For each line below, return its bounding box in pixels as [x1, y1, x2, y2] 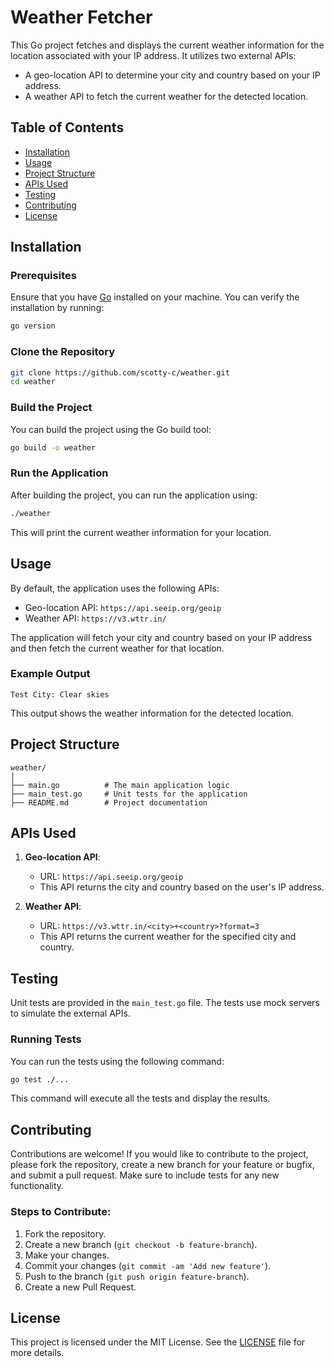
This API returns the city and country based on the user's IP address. [39, 881, 325, 893]
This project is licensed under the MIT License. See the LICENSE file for [10, 1336, 306, 1348]
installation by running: [10, 302, 105, 314]
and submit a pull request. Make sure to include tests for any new [10, 1169, 280, 1181]
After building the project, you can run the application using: [10, 489, 258, 501]
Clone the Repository [10, 345, 116, 359]
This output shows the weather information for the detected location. [10, 707, 295, 719]
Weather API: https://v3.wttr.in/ [24, 612, 167, 624]
